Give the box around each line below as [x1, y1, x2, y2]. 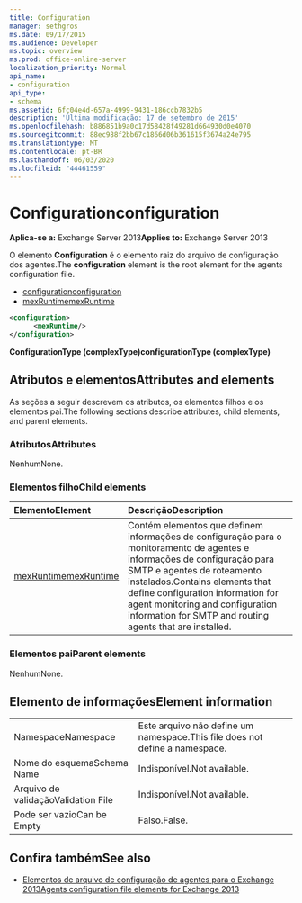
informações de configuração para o [127, 530, 282, 543]
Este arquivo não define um [138, 719, 254, 732]
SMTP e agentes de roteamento [127, 564, 262, 577]
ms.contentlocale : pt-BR [9, 147, 102, 156]
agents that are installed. [127, 620, 232, 633]
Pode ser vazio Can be [13, 808, 107, 821]
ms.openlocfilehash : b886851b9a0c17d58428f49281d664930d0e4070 [9, 122, 252, 131]
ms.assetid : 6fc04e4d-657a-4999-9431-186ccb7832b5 [9, 105, 203, 114]
